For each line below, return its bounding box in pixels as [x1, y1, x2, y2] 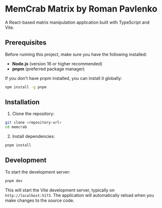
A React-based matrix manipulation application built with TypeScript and [5, 19, 150, 25]
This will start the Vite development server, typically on [5, 187, 115, 193]
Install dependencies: [12, 134, 55, 139]
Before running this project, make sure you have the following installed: [5, 51, 147, 57]
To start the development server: [5, 169, 71, 175]
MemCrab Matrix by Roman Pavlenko [5, 3, 158, 15]
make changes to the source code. [5, 197, 75, 203]
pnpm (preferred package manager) [12, 66, 85, 72]
